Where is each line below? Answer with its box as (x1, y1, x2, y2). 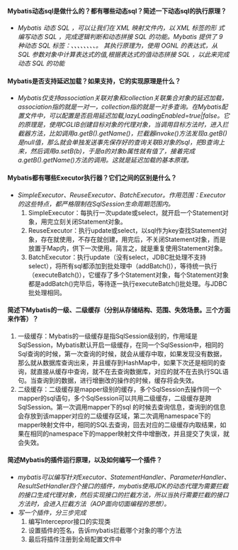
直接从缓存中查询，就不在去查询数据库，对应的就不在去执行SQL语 (36, 367, 229, 375)
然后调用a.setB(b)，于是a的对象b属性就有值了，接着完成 (30, 147, 195, 155)
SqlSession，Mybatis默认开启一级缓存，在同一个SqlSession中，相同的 (17, 341, 225, 349)
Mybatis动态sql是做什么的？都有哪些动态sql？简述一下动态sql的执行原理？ (7, 6, 227, 15)
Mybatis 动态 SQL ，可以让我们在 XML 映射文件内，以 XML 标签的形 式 (17, 23, 225, 32)
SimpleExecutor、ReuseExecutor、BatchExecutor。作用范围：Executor (17, 190, 226, 199)
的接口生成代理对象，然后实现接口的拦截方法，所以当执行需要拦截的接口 (17, 490, 229, 500)
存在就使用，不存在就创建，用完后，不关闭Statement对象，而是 (40, 235, 226, 243)
